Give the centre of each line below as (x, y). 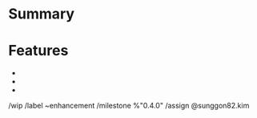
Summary (41, 14)
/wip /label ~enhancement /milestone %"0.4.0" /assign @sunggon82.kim (129, 106)
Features (38, 51)
